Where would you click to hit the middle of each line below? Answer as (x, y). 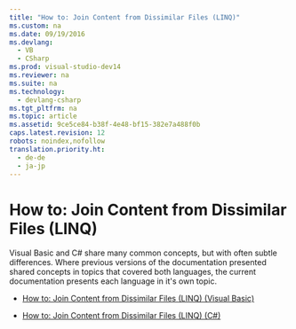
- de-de (32, 157)
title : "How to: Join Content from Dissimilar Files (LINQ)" (125, 17)
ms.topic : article (43, 116)
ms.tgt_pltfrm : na (43, 108)
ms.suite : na (33, 83)
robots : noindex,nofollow (57, 141)
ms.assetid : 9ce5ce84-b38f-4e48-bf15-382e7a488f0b (105, 125)
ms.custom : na (36, 26)
